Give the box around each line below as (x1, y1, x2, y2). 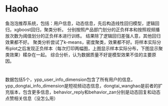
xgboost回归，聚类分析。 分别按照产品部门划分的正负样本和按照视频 (14, 26, 156, 33)
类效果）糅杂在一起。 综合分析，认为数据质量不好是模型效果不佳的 (5, 51, 143, 58)
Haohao (5, 3, 39, 15)
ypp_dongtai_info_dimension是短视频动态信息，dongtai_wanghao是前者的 (5, 83, 158, 89)
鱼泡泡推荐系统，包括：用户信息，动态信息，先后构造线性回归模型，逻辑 (5, 20, 155, 26)
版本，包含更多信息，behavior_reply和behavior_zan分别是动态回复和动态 (9, 89, 161, 95)
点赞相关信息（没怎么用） (5, 95, 58, 101)
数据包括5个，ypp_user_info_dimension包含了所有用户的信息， (5, 76, 135, 83)
